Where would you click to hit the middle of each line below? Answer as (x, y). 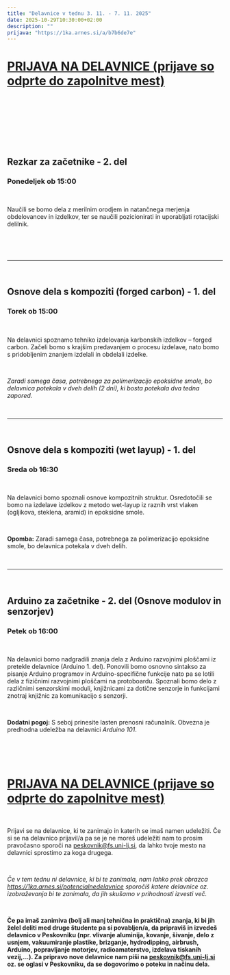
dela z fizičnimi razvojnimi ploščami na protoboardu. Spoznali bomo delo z (112, 681)
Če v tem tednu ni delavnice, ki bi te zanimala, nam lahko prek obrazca (108, 879)
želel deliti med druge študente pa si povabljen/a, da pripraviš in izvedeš (112, 928)
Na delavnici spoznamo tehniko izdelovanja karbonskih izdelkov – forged (110, 340)
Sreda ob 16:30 (33, 469)
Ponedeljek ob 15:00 (42, 181)
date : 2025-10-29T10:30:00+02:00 (55, 20)
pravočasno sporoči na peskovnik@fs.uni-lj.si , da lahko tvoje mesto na (106, 845)
